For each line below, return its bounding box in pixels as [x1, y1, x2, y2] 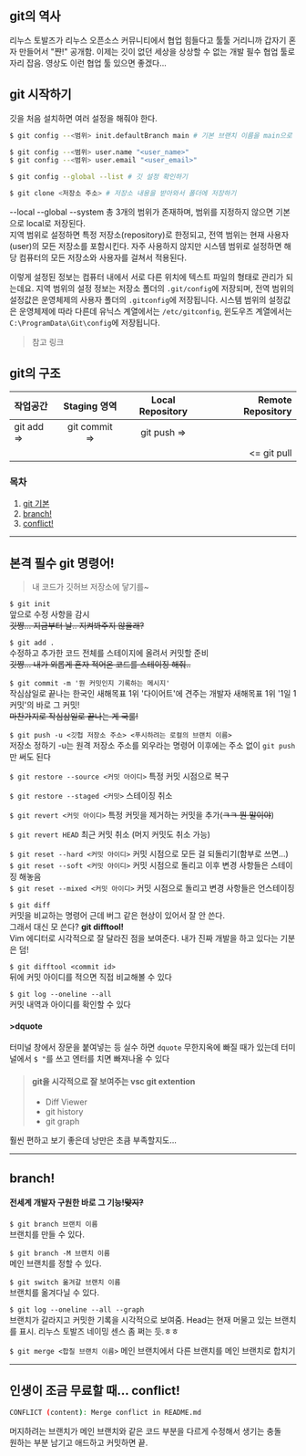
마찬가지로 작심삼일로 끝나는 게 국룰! [9, 710, 138, 721]
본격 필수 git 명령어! [9, 555, 115, 571]
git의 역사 [9, 8, 61, 25]
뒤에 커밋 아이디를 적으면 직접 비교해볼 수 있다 [9, 971, 173, 982]
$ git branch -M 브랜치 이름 [9, 1249, 111, 1258]
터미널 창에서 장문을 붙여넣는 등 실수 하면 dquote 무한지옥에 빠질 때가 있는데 [9, 1042, 280, 1053]
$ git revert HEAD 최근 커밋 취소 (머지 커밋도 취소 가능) [9, 829, 211, 840]
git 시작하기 [9, 87, 72, 102]
